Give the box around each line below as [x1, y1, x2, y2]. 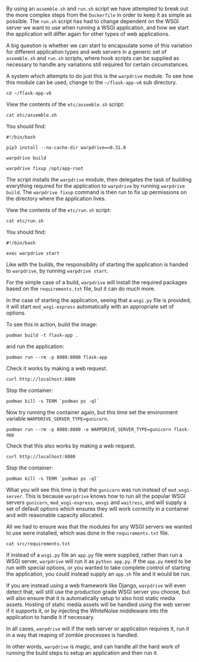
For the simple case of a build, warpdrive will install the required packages [6, 279, 187, 285]
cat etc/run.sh [6, 218, 44, 224]
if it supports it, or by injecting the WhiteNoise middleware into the [6, 607, 168, 614]
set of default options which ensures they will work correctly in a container [6, 505, 189, 512]
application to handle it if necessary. [6, 614, 95, 620]
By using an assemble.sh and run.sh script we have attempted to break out [6, 5, 188, 12]
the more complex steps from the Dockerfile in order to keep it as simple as [6, 11, 192, 18]
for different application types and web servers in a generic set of [6, 48, 167, 55]
